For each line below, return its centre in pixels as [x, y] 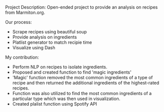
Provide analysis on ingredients [45, 37]
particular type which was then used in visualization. [66, 99]
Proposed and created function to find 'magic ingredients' [72, 72]
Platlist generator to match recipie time [52, 42]
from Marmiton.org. [25, 12]
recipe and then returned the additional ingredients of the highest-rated [86, 83]
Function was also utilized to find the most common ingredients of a [82, 93]
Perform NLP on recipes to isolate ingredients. [60, 67]
